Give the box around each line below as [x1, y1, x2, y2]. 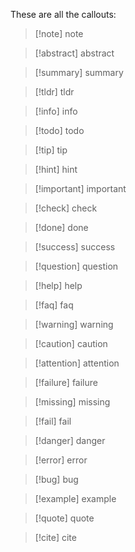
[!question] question [34, 260, 119, 272]
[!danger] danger [34, 435, 106, 446]
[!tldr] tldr [34, 86, 75, 98]
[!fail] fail [34, 415, 72, 427]
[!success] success [34, 241, 116, 253]
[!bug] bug [34, 474, 79, 485]
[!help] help [34, 280, 83, 291]
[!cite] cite [34, 532, 77, 543]
